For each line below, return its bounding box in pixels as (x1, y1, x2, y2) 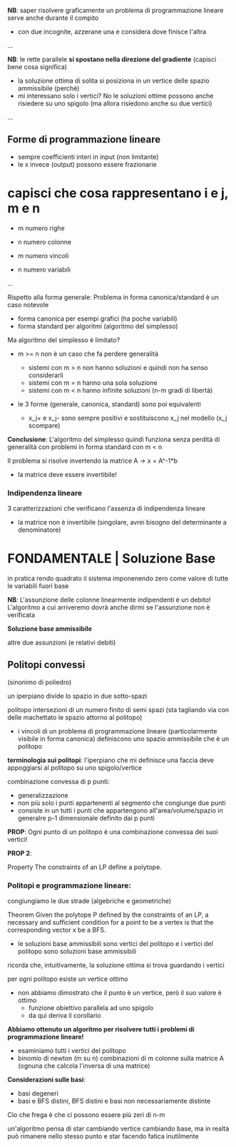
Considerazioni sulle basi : (7, 1076, 86, 1084)
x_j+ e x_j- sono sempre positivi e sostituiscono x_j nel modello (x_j (28, 413, 227, 422)
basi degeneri (17, 1089, 58, 1098)
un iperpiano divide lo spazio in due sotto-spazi (7, 691, 148, 700)
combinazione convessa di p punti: (7, 777, 110, 786)
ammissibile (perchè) (17, 84, 80, 92)
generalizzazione (17, 791, 69, 799)
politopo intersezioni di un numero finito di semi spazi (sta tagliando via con (7, 705, 230, 714)
